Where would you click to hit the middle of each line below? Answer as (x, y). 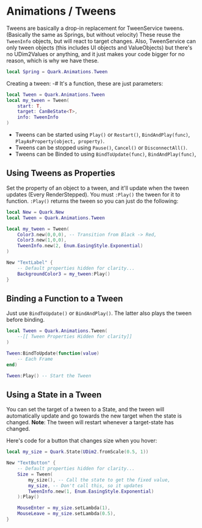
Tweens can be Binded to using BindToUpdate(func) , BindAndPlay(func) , (106, 154)
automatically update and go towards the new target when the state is (94, 416)
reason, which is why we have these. (53, 60)
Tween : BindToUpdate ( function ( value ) (53, 353)
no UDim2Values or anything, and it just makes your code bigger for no (96, 54)
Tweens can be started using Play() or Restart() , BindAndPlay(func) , (103, 135)
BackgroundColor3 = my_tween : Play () (64, 274)
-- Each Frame (35, 359)
